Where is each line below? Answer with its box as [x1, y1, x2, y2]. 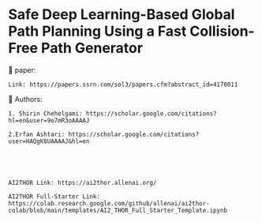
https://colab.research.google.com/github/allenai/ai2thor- [8, 199, 211, 207]
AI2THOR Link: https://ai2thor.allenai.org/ [8, 179, 157, 186]
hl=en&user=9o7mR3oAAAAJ [8, 116, 90, 124]
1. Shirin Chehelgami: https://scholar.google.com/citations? [8, 109, 217, 118]
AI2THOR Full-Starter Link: [8, 192, 101, 201]
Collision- [189, 22, 255, 40]
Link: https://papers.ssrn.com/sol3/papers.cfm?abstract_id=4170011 [8, 81, 238, 88]
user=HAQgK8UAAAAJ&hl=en [8, 137, 90, 145]
